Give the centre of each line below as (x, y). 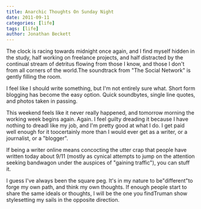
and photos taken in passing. (42, 101)
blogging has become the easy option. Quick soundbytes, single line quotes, (101, 95)
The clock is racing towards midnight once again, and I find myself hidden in (100, 51)
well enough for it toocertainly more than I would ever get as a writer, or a (97, 132)
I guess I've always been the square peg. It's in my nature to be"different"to (100, 181)
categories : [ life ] (31, 23)
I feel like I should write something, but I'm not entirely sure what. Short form (101, 88)
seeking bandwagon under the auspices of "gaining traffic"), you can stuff (98, 163)
